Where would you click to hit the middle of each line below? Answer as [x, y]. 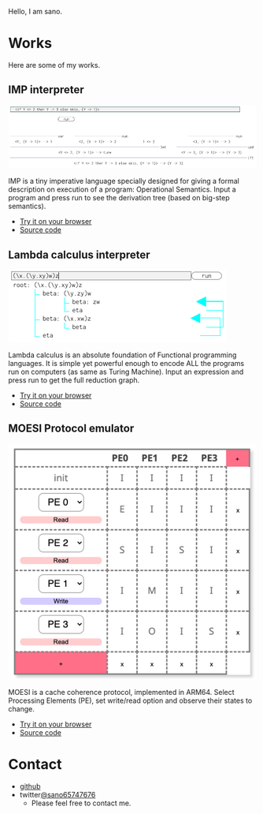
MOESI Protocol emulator [71, 429]
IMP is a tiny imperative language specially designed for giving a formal [124, 181]
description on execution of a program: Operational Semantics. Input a [122, 189]
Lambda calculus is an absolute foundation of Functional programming [122, 355]
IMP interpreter [46, 90]
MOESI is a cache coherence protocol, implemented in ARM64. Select [121, 692]
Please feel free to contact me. [81, 803]
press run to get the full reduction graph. [74, 380]
